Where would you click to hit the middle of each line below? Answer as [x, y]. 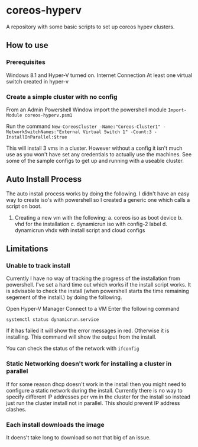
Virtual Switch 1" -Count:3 [117, 132]
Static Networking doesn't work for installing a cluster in [89, 364]
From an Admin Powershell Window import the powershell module [86, 110]
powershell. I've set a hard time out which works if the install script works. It [98, 285]
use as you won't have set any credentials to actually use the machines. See [99, 154]
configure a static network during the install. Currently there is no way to [95, 390]
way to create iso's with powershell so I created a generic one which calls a [98, 200]
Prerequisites [26, 62]
